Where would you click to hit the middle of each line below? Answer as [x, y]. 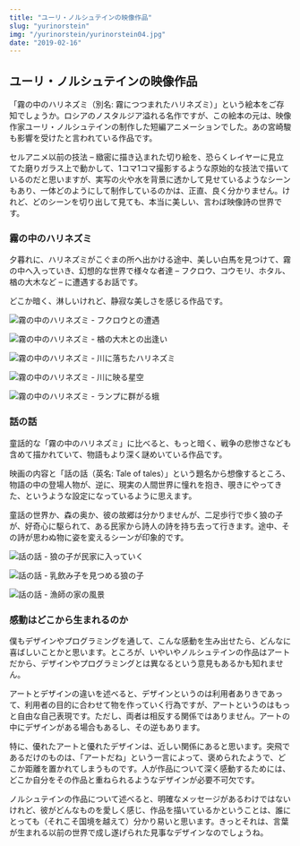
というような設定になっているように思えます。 [111, 496]
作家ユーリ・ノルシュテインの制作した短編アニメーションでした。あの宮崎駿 [150, 127]
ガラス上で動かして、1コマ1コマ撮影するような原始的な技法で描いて [164, 168]
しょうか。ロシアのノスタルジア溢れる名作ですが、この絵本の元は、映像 [158, 116]
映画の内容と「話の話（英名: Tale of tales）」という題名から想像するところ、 [150, 473]
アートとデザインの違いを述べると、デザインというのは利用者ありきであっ [146, 693]
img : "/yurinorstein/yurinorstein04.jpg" [88, 34]
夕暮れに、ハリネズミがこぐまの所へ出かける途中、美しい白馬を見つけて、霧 [150, 260]
